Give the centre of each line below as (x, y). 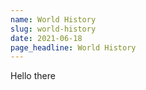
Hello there (33, 76)
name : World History (53, 19)
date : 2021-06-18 (46, 38)
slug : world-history (53, 29)
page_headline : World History (73, 47)
